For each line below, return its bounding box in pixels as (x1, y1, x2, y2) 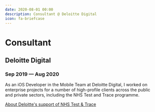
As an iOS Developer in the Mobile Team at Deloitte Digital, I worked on (5, 82, 148, 88)
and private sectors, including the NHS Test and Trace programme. (5, 92, 140, 98)
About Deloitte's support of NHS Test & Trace (5, 101, 97, 107)
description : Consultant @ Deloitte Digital (5, 12, 97, 16)
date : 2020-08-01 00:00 (5, 7, 54, 12)
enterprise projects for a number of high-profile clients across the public (5, 87, 151, 93)
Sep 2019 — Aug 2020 (5, 71, 59, 78)
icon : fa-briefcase (5, 16, 45, 21)
